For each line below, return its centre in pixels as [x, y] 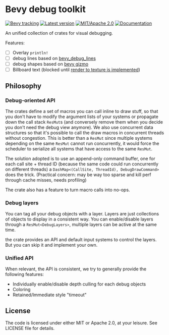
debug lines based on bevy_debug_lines [54, 58]
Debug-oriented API [30, 100]
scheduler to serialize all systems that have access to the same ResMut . [79, 149]
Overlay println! [30, 52]
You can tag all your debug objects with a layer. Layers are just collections [82, 214]
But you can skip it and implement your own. [51, 245]
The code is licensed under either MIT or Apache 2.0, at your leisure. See [81, 323]
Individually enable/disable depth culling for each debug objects [79, 284]
